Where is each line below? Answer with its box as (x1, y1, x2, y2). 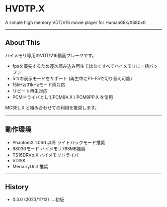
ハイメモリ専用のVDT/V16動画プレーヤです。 (5, 52, 97, 58)
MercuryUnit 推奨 (12, 163, 48, 169)
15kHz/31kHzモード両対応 (12, 82, 66, 88)
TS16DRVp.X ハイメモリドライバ (12, 152, 79, 158)
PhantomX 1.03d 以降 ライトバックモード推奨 (12, 139, 105, 145)
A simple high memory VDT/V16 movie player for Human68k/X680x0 (5, 19, 146, 25)
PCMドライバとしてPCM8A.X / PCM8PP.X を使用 (12, 94, 113, 100)
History (5, 183, 29, 191)
